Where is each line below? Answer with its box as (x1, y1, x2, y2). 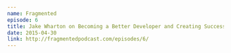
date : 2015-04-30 (7, 29, 57, 36)
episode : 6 (7, 17, 38, 23)
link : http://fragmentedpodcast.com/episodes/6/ (7, 36, 149, 43)
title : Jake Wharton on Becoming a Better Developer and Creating (7, 23, 201, 30)
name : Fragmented (7, 10, 57, 17)
